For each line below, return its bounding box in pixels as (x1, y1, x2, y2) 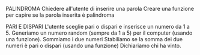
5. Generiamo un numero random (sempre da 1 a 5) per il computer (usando (5, 29, 193, 36)
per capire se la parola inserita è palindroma (5, 11, 115, 19)
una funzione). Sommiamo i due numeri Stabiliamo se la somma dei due (5, 36, 183, 42)
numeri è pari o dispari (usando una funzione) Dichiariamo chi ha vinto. (5, 42, 181, 49)
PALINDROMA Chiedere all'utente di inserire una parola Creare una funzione (5, 5, 195, 12)
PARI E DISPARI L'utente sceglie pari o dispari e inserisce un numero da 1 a (5, 23, 190, 30)
